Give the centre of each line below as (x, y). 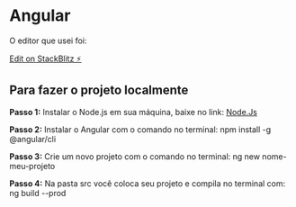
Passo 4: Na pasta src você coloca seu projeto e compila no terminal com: (148, 183)
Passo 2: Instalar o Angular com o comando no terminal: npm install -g (140, 129)
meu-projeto (32, 166)
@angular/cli (33, 139)
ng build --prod (38, 193)
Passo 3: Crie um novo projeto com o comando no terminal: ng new (135, 156)
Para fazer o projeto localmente (99, 90)
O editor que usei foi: (48, 40)
